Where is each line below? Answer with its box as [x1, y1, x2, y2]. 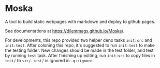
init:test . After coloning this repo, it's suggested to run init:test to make [5, 42, 155, 48]
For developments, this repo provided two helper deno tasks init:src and [5, 37, 152, 43]
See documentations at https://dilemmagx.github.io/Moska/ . [5, 28, 125, 34]
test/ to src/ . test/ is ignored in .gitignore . [5, 57, 94, 63]
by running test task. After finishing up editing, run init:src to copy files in [5, 52, 155, 58]
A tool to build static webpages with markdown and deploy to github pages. [5, 19, 156, 24]
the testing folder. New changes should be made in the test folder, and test [5, 47, 154, 53]
